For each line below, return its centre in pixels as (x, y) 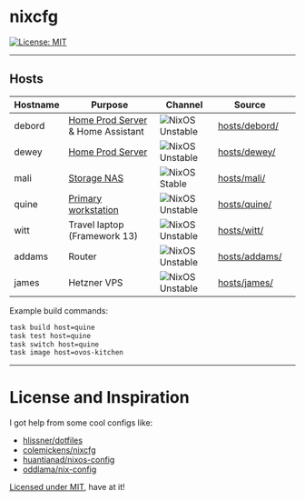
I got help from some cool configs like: (81, 423)
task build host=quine (52, 327)
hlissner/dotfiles (53, 441)
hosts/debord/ (248, 125)
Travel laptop (96, 225)
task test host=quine (50, 336)
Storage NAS (96, 177)
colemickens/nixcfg (59, 450)
